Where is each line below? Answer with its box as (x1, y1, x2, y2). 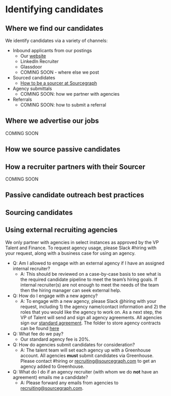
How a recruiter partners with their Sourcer (5, 162, 145, 171)
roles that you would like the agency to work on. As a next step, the (20, 309, 162, 315)
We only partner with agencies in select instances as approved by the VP (5, 239, 159, 245)
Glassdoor (20, 64, 42, 70)
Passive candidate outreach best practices (5, 191, 144, 200)
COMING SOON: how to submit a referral (20, 102, 106, 108)
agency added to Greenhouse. (20, 363, 85, 369)
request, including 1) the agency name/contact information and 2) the (20, 303, 166, 310)
